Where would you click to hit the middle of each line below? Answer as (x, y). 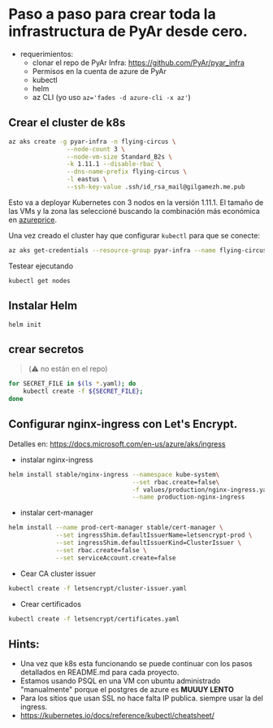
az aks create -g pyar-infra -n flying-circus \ (92, 142)
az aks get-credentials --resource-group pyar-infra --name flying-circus (138, 250)
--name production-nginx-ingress (188, 497)
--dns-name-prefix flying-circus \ (126, 172)
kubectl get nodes (39, 281)
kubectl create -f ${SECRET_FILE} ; (83, 391)
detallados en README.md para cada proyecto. (100, 673)
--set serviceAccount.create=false (116, 558)
